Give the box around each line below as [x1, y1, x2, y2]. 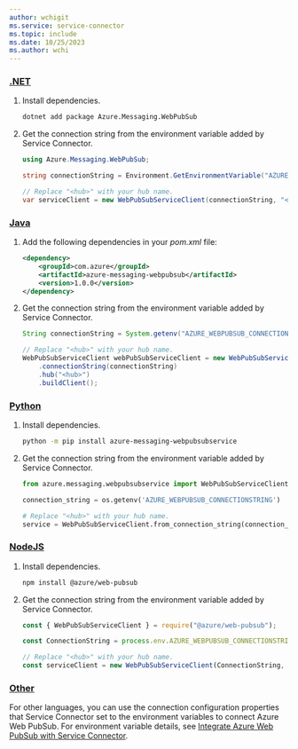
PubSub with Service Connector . [9, 730, 129, 741]
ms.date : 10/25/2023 [9, 37, 86, 47]
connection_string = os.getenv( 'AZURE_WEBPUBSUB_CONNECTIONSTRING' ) [21, 495, 281, 504]
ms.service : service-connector [9, 21, 125, 30]
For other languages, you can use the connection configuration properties [9, 702, 279, 713]
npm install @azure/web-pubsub [21, 578, 138, 587]
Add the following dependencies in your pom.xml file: [21, 237, 217, 248]
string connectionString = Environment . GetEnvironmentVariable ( [21, 171, 265, 180]
